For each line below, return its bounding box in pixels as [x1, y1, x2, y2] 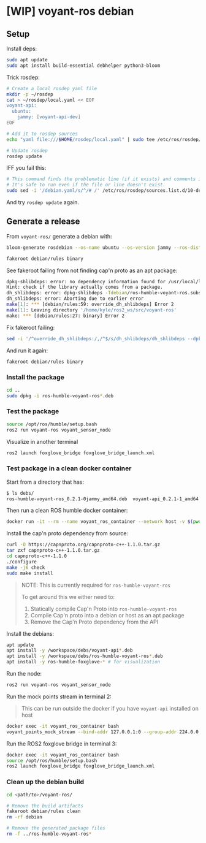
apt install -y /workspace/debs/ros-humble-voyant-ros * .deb [6, 653, 164, 660]
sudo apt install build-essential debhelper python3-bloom [6, 63, 161, 69]
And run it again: [6, 346, 48, 354]
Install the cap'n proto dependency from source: [6, 530, 129, 537]
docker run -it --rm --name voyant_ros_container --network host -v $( [6, 519, 193, 525]
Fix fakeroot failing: [6, 324, 55, 331]
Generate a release [6, 216, 80, 227]
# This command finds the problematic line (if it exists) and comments [6, 176, 196, 182]
